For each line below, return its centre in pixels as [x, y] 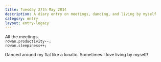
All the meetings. [22, 37]
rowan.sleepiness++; [26, 46]
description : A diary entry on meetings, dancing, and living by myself [81, 14]
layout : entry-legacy [27, 23]
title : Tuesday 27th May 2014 [36, 9]
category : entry [22, 18]
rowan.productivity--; [28, 42]
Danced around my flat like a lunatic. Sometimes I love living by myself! [77, 55]
